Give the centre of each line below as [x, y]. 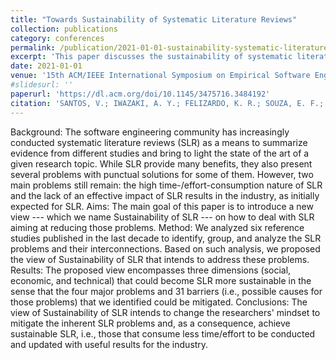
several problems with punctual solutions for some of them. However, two [162, 174]
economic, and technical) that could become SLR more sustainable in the [161, 280]
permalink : [33, 47]
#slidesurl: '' [42, 85]
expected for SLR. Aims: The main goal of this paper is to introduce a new [162, 206]
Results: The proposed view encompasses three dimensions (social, [151, 270]
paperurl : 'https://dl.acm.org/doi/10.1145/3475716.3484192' [140, 94]
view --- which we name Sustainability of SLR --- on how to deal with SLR [162, 217]
